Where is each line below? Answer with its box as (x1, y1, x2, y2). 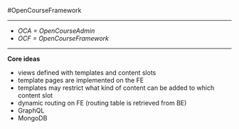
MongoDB (17, 114, 48, 122)
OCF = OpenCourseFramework (17, 34, 109, 42)
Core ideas (7, 55, 41, 63)
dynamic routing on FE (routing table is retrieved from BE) (17, 99, 187, 107)
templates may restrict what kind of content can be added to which (17, 83, 215, 92)
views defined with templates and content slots (17, 68, 156, 77)
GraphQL (17, 106, 45, 115)
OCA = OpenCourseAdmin (17, 26, 95, 35)
